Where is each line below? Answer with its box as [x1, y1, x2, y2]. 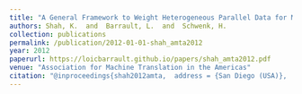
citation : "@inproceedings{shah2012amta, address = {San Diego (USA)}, [9, 72, 288, 81]
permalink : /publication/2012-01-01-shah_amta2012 [9, 38, 203, 47]
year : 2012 [9, 47, 50, 56]
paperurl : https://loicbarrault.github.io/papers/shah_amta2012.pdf [9, 55, 271, 64]
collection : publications [9, 30, 106, 38]
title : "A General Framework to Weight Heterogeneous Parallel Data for [9, 13, 288, 22]
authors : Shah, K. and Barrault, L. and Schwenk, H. [9, 21, 227, 30]
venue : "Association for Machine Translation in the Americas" [9, 64, 252, 73]
